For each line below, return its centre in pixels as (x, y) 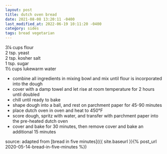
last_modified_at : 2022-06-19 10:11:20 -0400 (53, 24)
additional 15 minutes (34, 132)
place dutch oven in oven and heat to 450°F (58, 110)
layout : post (19, 10)
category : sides (22, 29)
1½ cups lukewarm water (31, 69)
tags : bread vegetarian (30, 33)
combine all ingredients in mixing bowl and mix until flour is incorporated (87, 79)
